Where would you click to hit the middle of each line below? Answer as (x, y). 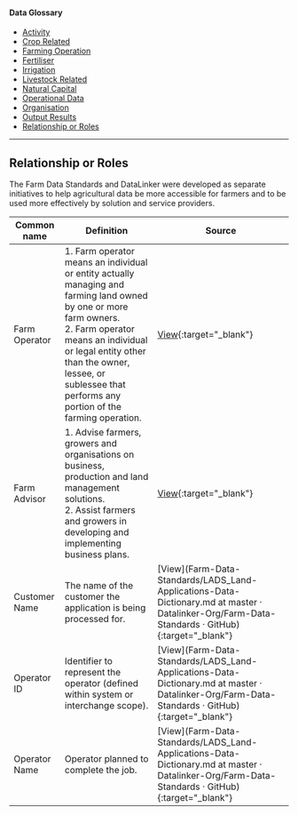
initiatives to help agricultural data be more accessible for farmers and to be (148, 194)
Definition (107, 231)
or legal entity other (106, 351)
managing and (94, 284)
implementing (94, 544)
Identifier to (89, 661)
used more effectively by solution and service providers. (112, 204)
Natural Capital (49, 89)
